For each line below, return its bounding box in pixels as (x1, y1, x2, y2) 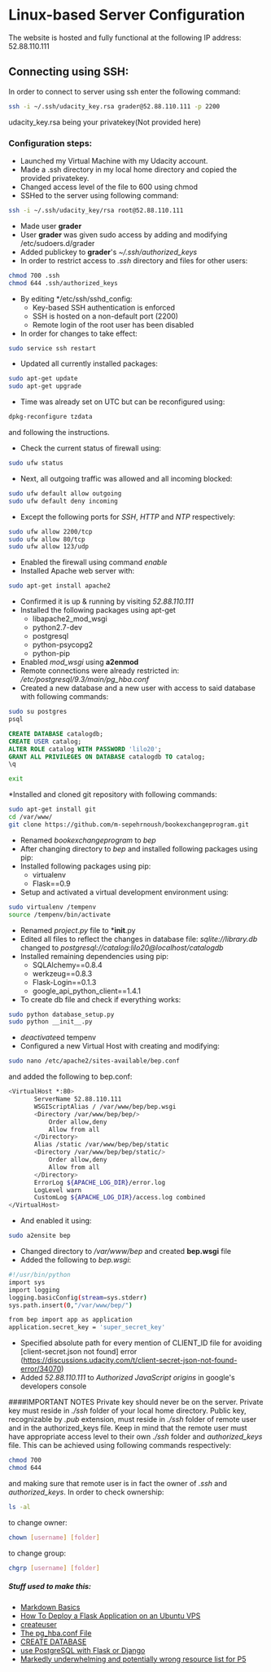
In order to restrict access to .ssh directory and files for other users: (20, 255, 248, 266)
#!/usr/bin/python (8, 1271, 71, 1279)
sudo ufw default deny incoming (8, 497, 118, 505)
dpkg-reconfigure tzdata (8, 413, 93, 421)
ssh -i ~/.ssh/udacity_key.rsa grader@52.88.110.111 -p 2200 (8, 102, 221, 111)
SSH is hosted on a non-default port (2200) (32, 311, 179, 321)
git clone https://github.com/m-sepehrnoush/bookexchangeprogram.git (8, 821, 250, 829)
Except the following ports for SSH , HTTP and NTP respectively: (20, 512, 236, 521)
